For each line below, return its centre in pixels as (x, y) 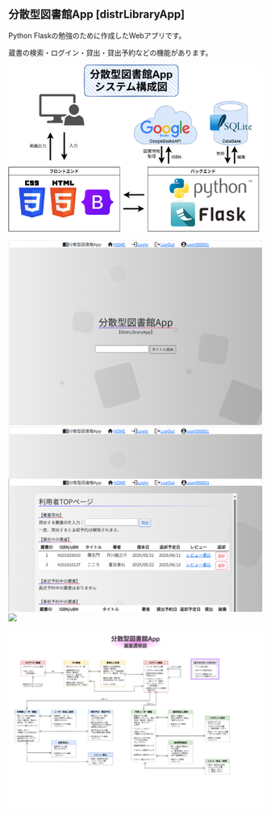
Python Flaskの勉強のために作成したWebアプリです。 (97, 36)
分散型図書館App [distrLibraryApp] (97, 15)
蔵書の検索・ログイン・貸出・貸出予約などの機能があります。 (110, 52)
